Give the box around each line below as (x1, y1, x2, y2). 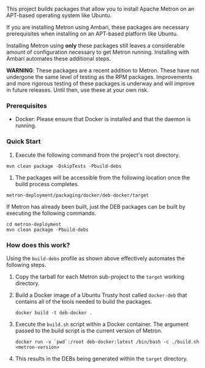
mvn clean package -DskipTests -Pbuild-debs (6, 163, 122, 169)
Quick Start (6, 137, 41, 146)
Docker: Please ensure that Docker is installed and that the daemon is (15, 116, 191, 123)
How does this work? (6, 241, 70, 249)
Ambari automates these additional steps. (6, 55, 111, 62)
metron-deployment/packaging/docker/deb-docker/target (6, 192, 149, 198)
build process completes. (15, 180, 80, 187)
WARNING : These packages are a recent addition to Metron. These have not (6, 67, 199, 74)
